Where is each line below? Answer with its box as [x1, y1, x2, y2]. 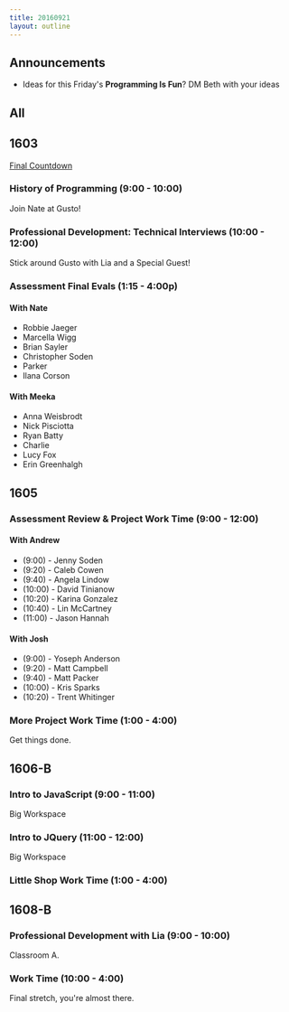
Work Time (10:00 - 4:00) [9, 972, 125, 985]
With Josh [9, 633, 49, 644]
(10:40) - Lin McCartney [22, 603, 113, 614]
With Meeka [9, 390, 56, 402]
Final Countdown [9, 160, 73, 171]
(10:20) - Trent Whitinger [22, 692, 116, 703]
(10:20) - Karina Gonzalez [22, 593, 119, 604]
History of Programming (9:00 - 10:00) [9, 183, 183, 195]
